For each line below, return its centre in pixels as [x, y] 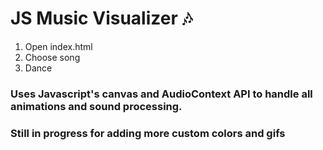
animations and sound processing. [96, 106]
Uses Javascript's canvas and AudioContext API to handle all [161, 94]
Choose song [52, 57]
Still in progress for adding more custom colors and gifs [148, 133]
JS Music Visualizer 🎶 [101, 18]
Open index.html [58, 46]
